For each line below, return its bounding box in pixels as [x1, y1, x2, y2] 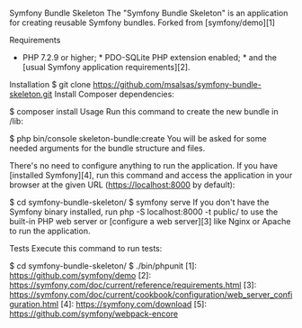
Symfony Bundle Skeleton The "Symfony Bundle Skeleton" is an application [9, 8, 289, 18]
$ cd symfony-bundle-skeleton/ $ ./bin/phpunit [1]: [9, 260, 198, 271]
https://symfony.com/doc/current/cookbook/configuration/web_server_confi [9, 289, 293, 300]
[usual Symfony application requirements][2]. [22, 62, 191, 72]
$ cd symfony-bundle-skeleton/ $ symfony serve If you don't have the [9, 197, 270, 207]
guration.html [9, 299, 59, 309]
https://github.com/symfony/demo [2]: [9, 270, 151, 280]
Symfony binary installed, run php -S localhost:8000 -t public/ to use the [9, 206, 279, 217]
